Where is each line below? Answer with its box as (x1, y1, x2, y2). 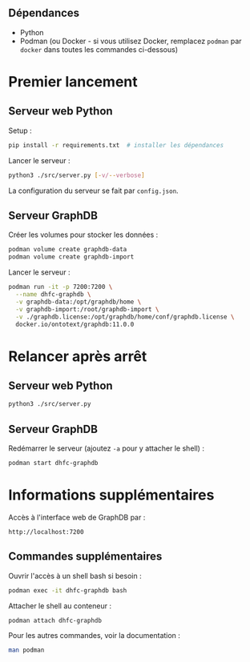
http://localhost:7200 (8, 528, 84, 536)
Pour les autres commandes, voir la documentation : (8, 631, 180, 640)
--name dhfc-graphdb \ (15, 291, 91, 299)
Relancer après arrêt (8, 347, 147, 365)
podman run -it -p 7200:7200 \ (8, 283, 113, 291)
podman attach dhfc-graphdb (8, 616, 103, 624)
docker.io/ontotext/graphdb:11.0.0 (15, 320, 135, 328)
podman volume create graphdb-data (8, 246, 127, 254)
